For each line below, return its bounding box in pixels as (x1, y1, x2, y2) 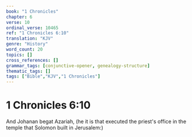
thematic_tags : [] (6, 68, 51, 74)
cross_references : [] (6, 57, 59, 63)
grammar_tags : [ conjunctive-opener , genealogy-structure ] (6, 62, 150, 69)
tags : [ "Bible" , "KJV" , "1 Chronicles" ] (6, 73, 100, 79)
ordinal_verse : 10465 (6, 24, 59, 31)
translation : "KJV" (6, 36, 54, 41)
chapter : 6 (6, 14, 33, 20)
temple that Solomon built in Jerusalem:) (6, 124, 104, 131)
